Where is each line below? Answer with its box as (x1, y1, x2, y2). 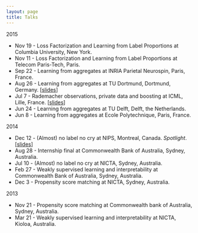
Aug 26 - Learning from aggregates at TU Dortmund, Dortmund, (14, 79, 171, 87)
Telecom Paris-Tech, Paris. (14, 60, 80, 68)
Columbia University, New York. (14, 48, 92, 55)
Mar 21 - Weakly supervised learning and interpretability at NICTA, (14, 214, 176, 221)
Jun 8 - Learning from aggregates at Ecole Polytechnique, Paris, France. (14, 111, 191, 119)
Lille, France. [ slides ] (14, 98, 66, 106)
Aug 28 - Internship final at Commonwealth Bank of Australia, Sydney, (14, 146, 186, 154)
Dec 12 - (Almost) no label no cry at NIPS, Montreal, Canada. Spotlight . (14, 134, 187, 141)
